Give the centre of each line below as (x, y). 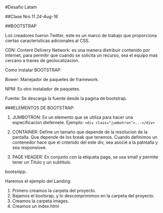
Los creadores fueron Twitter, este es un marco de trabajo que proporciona (81, 35)
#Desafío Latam (21, 7)
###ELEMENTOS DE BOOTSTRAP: (40, 108)
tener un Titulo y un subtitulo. (42, 162)
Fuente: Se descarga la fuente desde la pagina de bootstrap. (66, 98)
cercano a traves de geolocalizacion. (42, 60)
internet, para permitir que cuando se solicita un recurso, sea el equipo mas (81, 55)
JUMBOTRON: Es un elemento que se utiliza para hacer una (72, 117)
